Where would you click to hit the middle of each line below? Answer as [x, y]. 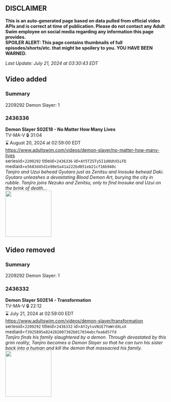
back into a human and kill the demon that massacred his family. [74, 348]
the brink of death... [26, 188]
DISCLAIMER [26, 8]
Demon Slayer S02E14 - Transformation [48, 300]
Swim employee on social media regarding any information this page [80, 31]
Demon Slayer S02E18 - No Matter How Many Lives [60, 129]
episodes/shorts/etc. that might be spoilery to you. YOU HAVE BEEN [79, 48]
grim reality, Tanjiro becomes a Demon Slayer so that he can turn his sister [84, 342]
